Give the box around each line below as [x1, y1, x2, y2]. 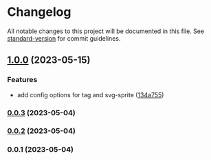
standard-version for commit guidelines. [7, 34, 121, 42]
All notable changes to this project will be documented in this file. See [7, 27, 205, 35]
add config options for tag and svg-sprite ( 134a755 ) [16, 90, 164, 99]
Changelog [7, 4, 71, 20]
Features [7, 75, 38, 85]
